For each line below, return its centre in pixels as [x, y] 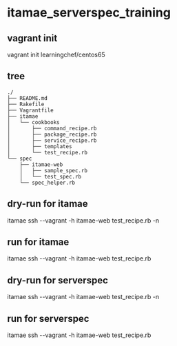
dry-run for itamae [48, 204]
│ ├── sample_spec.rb [54, 170]
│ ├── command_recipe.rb [52, 128]
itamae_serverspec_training [89, 13]
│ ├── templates [40, 146]
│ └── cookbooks [33, 122]
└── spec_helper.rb [48, 183]
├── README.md [28, 98]
